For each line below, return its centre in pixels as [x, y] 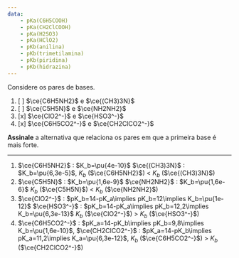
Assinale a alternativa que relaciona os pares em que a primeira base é [112, 137]
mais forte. [23, 145]
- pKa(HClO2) [39, 41]
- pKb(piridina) [44, 60]
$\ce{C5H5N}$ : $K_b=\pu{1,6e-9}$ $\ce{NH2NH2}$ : [97, 182]
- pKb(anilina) [43, 47]
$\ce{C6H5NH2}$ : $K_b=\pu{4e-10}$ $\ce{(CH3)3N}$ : [101, 165]
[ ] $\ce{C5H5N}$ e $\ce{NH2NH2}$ [72, 108]
